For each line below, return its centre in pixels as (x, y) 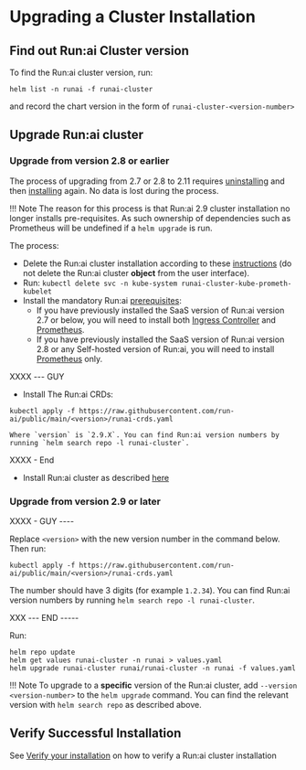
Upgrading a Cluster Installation (132, 17)
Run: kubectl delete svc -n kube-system (100, 283)
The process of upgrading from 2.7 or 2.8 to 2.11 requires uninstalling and (147, 181)
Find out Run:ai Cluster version (99, 51)
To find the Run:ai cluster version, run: (81, 72)
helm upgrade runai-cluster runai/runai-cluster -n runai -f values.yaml (153, 668)
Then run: (28, 548)
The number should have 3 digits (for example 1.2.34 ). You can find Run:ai (150, 590)
